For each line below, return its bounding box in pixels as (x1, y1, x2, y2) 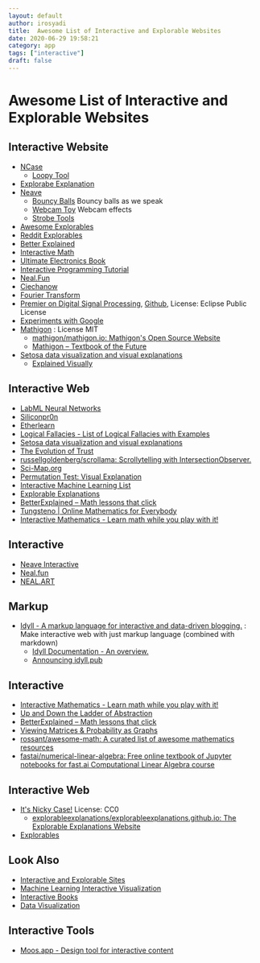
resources (19, 742, 54, 753)
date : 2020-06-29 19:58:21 (8, 34, 99, 43)
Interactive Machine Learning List (19, 480, 131, 490)
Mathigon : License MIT (19, 324, 99, 334)
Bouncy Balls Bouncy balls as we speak (31, 196, 163, 205)
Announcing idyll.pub (31, 655, 103, 665)
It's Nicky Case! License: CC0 (19, 804, 119, 814)
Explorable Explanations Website (31, 821, 141, 831)
